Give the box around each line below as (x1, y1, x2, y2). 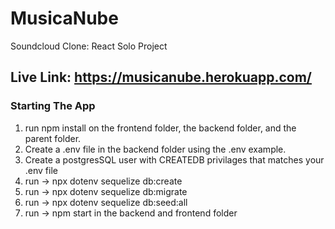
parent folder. (24, 132, 82, 144)
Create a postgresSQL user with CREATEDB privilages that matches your (24, 153, 325, 166)
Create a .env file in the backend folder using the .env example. (24, 143, 287, 155)
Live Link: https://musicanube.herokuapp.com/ (10, 69, 312, 86)
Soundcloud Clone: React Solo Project (10, 40, 168, 52)
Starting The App (10, 99, 96, 113)
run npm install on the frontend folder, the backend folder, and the (24, 122, 297, 134)
